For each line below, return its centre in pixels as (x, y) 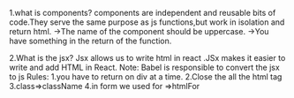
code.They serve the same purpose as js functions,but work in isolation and (147, 22)
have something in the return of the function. (90, 41)
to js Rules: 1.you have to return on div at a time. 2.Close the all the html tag (146, 77)
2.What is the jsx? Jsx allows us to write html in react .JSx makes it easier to (147, 58)
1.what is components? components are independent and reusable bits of (143, 13)
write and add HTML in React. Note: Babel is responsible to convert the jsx (144, 67)
